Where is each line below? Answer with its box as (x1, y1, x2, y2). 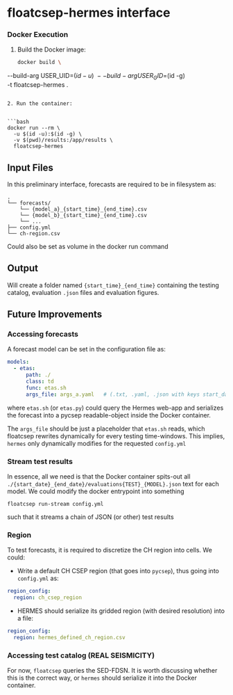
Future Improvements (7, 308, 103, 321)
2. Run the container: (7, 100, 73, 107)
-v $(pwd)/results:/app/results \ (13, 137, 113, 144)
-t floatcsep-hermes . (7, 81, 69, 89)
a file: (17, 614, 33, 623)
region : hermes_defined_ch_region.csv (13, 634, 126, 641)
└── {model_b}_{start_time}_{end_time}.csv (19, 211, 148, 218)
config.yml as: (17, 574, 59, 582)
